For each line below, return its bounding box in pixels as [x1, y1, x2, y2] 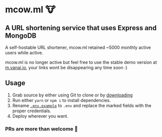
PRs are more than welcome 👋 [5, 125, 78, 132]
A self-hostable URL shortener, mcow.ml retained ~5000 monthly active [5, 45, 151, 50]
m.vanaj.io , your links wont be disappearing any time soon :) [5, 65, 127, 70]
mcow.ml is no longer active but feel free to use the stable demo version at [5, 59, 157, 65]
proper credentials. [12, 108, 51, 114]
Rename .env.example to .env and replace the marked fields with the [12, 102, 152, 108]
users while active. [5, 50, 43, 55]
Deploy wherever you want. [12, 113, 69, 119]
